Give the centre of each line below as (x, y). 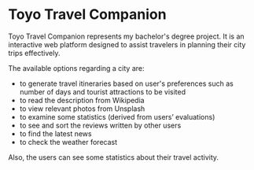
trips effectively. (34, 53)
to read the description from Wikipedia (82, 100)
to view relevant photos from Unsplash (82, 109)
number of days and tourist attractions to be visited (103, 91)
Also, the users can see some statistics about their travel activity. (113, 157)
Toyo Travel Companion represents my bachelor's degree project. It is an (127, 36)
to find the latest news (55, 133)
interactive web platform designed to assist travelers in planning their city (127, 44)
